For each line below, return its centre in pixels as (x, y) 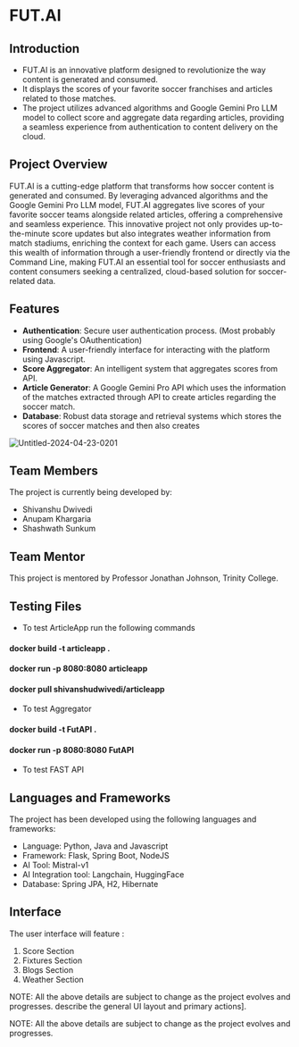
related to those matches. (69, 98)
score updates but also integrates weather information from (162, 233)
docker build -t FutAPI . (53, 730)
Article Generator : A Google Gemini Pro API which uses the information (154, 387)
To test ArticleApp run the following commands (108, 628)
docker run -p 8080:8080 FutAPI (72, 750)
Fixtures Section (52, 960)
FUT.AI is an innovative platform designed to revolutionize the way (144, 70)
